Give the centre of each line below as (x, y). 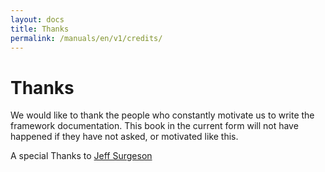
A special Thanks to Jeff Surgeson (81, 156)
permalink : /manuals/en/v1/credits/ (86, 38)
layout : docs (37, 19)
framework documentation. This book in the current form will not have (154, 126)
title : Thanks (40, 29)
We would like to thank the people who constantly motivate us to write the (162, 115)
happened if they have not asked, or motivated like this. (124, 137)
